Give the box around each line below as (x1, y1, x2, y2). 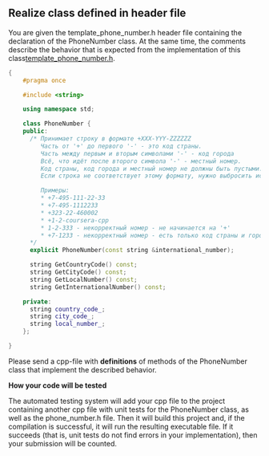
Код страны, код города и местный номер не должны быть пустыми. (40, 165, 263, 173)
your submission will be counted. (8, 438, 118, 448)
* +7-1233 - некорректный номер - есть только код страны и (40, 231, 246, 239)
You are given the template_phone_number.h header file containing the (8, 27, 243, 37)
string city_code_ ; (29, 312, 94, 320)
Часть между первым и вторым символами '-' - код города (40, 149, 235, 157)
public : (22, 128, 48, 136)
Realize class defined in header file (8, 6, 187, 20)
